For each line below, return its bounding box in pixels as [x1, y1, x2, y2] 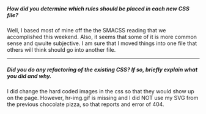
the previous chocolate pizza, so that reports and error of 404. [7, 101, 164, 108]
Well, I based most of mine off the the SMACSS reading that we [7, 26, 166, 34]
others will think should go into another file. [7, 46, 116, 53]
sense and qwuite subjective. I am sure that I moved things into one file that [7, 40, 197, 47]
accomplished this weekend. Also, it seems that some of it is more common [7, 33, 197, 40]
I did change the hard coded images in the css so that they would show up [7, 87, 194, 94]
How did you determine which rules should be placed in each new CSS [7, 5, 190, 12]
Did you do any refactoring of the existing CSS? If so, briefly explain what [7, 66, 198, 73]
